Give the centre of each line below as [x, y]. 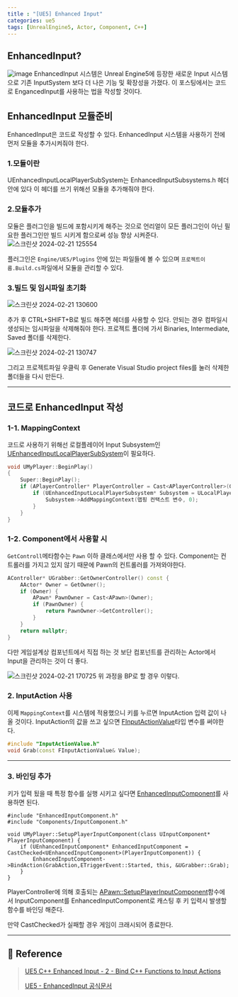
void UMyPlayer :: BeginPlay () [50, 467]
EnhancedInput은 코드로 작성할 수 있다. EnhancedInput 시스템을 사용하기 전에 [116, 134]
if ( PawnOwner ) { [58, 605]
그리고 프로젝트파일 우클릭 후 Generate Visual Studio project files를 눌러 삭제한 [118, 367]
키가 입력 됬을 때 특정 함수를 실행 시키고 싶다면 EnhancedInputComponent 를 [114, 793]
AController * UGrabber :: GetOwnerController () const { [89, 578]
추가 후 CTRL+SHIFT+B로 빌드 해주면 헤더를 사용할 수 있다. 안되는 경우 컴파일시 [118, 319]
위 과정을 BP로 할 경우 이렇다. [139, 676]
